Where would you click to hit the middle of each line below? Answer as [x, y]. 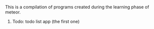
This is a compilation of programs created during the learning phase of [77, 7]
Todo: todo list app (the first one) [46, 22]
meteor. [13, 12]
